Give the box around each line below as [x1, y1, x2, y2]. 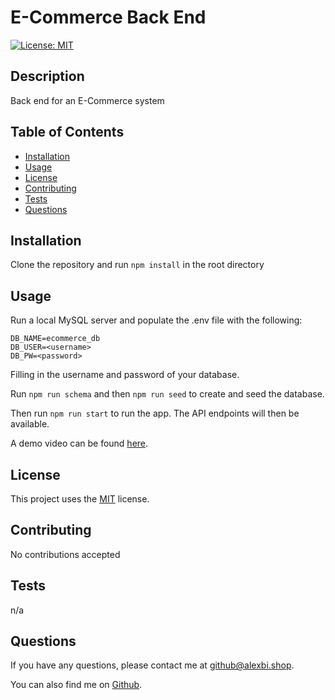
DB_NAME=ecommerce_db [10, 334, 101, 344]
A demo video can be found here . [10, 437, 149, 450]
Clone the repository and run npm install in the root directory [10, 259, 265, 271]
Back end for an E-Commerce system [10, 94, 165, 106]
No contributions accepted [10, 548, 121, 560]
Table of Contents [10, 124, 125, 141]
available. [10, 418, 50, 430]
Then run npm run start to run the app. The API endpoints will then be [10, 407, 300, 420]
